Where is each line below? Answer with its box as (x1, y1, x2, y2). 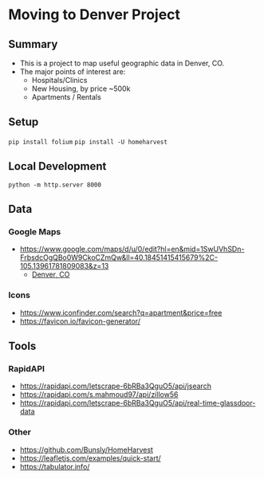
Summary (8, 37, 58, 51)
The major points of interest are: (19, 67, 126, 77)
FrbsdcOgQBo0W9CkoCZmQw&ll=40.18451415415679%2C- (19, 253, 218, 262)
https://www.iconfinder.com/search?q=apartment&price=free (19, 308, 223, 317)
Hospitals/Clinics (31, 76, 88, 84)
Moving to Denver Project (8, 6, 181, 24)
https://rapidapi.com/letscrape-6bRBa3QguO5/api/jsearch (19, 381, 211, 391)
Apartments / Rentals (31, 92, 101, 101)
